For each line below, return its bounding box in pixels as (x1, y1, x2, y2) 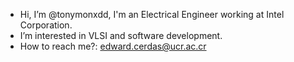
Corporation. (19, 19, 73, 31)
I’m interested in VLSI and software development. (19, 30, 223, 41)
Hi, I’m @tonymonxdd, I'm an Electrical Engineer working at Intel (19, 9, 285, 20)
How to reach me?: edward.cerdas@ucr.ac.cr (19, 40, 207, 52)
